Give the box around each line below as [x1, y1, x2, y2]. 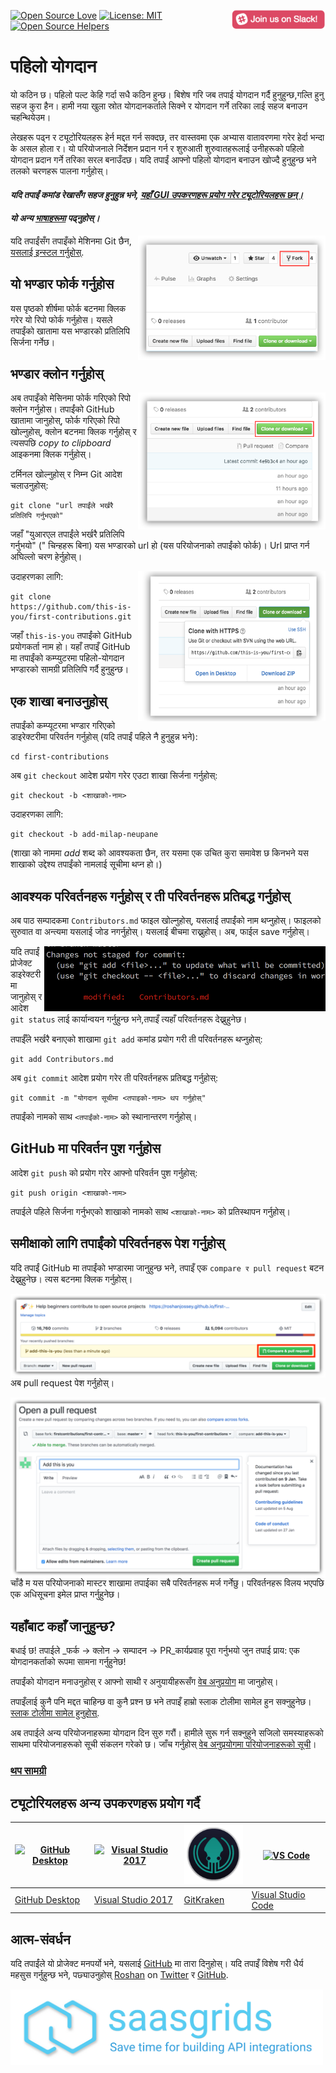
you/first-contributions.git [10, 612, 132, 622]
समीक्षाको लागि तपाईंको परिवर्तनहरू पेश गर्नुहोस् [10, 1235, 225, 1252]
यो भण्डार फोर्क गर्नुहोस [10, 276, 115, 293]
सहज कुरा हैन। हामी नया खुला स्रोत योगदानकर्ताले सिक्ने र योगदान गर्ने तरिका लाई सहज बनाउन [10, 100, 308, 112]
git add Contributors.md [10, 1054, 114, 1064]
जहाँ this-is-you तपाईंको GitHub [10, 630, 132, 642]
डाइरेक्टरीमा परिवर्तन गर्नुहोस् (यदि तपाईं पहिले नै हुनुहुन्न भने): [10, 731, 198, 743]
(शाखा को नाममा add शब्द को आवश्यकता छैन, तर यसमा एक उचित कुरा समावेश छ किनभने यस [10, 847, 309, 859]
